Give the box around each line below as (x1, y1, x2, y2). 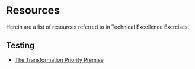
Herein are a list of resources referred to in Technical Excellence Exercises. (6, 23, 190, 30)
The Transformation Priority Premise (14, 56, 104, 63)
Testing (6, 40, 35, 51)
